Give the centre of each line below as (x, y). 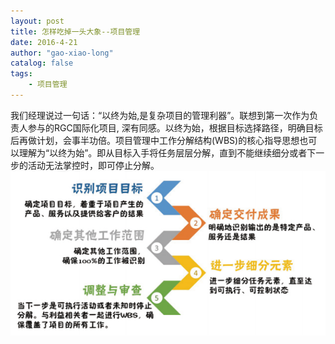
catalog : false (42, 63)
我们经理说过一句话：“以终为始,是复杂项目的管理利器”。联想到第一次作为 (160, 115)
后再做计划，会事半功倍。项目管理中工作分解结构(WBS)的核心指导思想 (155, 140)
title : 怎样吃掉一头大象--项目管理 (75, 31)
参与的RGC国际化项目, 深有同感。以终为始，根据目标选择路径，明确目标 (175, 127)
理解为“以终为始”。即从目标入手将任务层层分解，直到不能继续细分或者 (163, 152)
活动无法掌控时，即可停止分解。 (93, 165)
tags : (21, 74)
